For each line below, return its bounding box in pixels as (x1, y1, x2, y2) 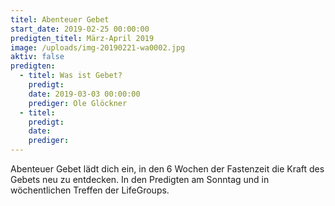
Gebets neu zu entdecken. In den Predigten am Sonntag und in (10, 174, 270, 185)
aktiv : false (10, 52, 65, 62)
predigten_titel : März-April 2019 (10, 33, 155, 43)
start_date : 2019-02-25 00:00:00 (10, 24, 150, 34)
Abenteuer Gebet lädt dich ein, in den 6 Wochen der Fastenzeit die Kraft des (10, 163, 325, 175)
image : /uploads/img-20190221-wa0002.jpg (10, 42, 186, 53)
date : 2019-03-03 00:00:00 (28, 89, 141, 99)
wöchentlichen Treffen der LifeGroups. (10, 184, 170, 196)
